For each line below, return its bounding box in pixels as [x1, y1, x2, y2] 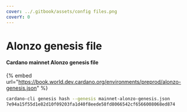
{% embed [6, 72, 32, 79]
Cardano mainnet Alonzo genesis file [6, 59, 99, 66]
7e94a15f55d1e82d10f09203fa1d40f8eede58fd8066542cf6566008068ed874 [6, 101, 176, 107]
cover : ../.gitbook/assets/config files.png [6, 8, 117, 15]
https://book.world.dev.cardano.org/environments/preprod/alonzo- [18, 78, 182, 85]
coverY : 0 [6, 14, 31, 20]
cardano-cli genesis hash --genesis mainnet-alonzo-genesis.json [6, 96, 170, 101]
